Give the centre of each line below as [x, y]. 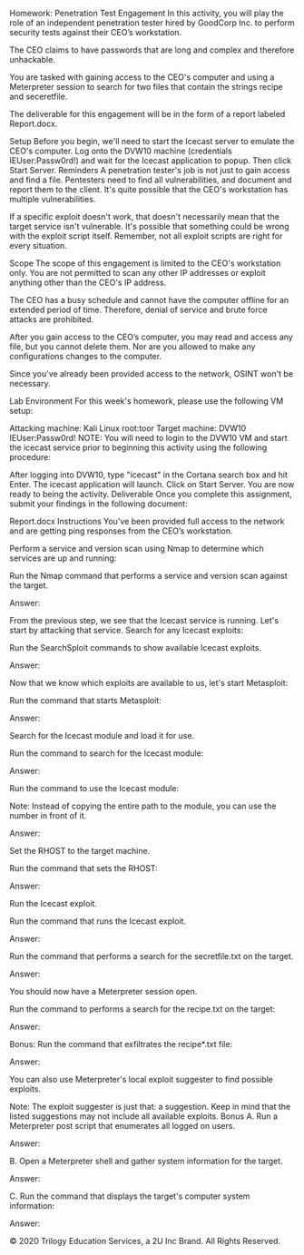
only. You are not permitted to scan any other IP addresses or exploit [137, 273]
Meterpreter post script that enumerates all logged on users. [123, 1126]
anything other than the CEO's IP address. [88, 282]
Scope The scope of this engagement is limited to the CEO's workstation [145, 263]
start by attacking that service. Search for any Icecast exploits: [126, 630]
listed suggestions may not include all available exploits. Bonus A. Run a [144, 1116]
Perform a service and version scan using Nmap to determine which [137, 549]
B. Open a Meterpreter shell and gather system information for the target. [146, 1161]
